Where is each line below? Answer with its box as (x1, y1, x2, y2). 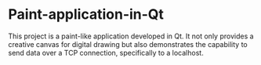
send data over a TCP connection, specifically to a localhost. (8, 48, 204, 57)
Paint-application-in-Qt (8, 5, 165, 23)
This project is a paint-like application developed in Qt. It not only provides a (8, 31, 254, 41)
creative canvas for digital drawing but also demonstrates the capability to (8, 39, 248, 49)
